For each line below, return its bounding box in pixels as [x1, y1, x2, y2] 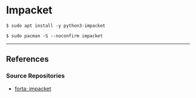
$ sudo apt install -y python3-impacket [6, 23, 106, 29]
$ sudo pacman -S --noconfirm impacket [6, 33, 103, 38]
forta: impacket [14, 85, 51, 92]
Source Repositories [6, 72, 65, 80]
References [6, 54, 49, 64]
